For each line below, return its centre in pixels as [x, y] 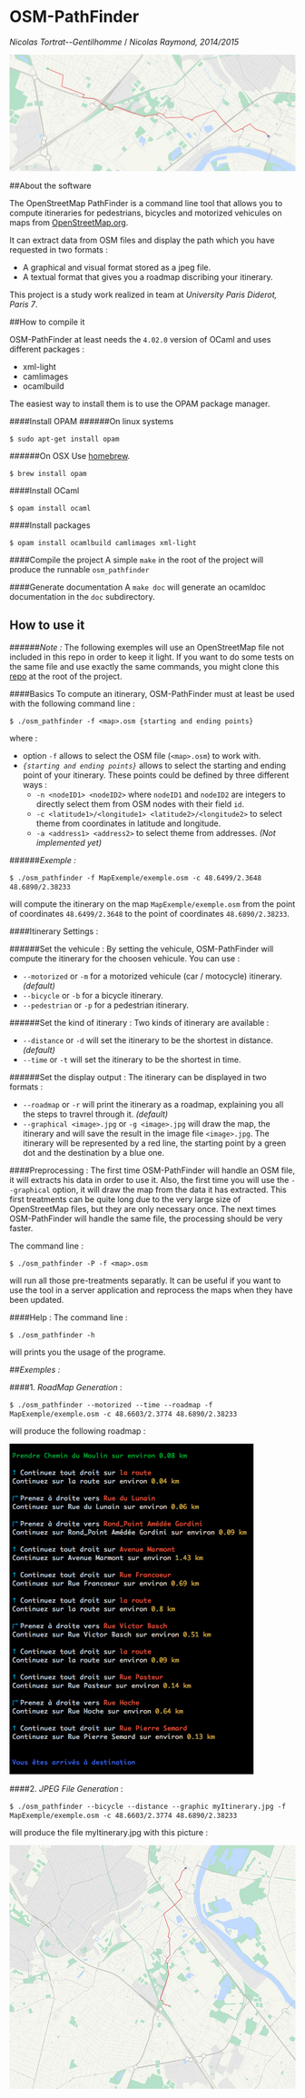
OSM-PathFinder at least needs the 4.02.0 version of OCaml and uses [140, 339]
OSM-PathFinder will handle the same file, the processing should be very [146, 1218]
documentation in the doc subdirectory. [83, 596]
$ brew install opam [49, 473]
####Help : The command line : [69, 1317]
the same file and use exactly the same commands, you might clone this [144, 666]
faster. [21, 1228]
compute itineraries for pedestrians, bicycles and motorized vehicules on [146, 213]
